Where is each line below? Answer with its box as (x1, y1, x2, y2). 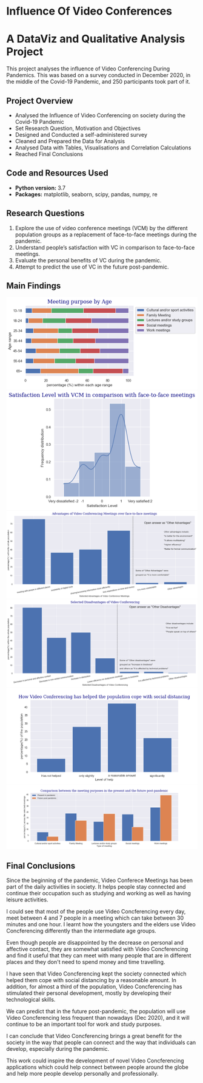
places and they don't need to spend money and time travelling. (6, 958, 165, 966)
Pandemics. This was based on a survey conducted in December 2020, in (6, 72, 191, 79)
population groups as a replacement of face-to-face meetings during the (15, 231, 197, 238)
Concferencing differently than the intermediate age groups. (6, 928, 156, 935)
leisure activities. (6, 896, 48, 903)
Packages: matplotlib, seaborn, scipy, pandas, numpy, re (15, 190, 158, 198)
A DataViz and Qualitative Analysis (6, 32, 185, 46)
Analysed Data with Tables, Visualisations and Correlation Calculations (15, 144, 191, 151)
